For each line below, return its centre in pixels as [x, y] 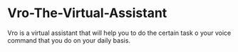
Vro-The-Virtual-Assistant [87, 13]
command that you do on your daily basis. [69, 40]
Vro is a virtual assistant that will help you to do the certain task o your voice [119, 33]
